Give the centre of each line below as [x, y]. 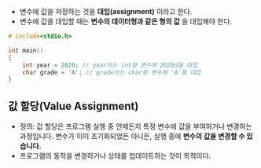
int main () [26, 50]
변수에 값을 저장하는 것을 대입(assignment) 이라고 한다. [106, 11]
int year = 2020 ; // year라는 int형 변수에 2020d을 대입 [110, 65]
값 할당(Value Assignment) [74, 106]
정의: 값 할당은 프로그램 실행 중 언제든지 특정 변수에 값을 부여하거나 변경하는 [136, 126]
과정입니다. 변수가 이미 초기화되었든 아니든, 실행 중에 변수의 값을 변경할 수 [132, 137]
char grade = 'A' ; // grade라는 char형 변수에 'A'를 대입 [112, 72]
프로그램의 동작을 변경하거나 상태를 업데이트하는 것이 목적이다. [115, 156]
